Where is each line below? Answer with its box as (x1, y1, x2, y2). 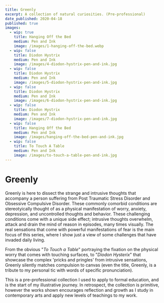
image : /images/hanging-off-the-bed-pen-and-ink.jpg (14, 135, 124, 140)
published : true (5, 21, 38, 26)
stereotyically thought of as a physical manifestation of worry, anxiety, (5, 206, 147, 211)
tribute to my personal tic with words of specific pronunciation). (5, 267, 134, 273)
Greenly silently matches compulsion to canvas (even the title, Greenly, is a (5, 262, 157, 268)
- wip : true (9, 30, 34, 35)
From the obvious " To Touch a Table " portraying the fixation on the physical (5, 246, 158, 252)
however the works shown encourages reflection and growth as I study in (5, 287, 153, 293)
